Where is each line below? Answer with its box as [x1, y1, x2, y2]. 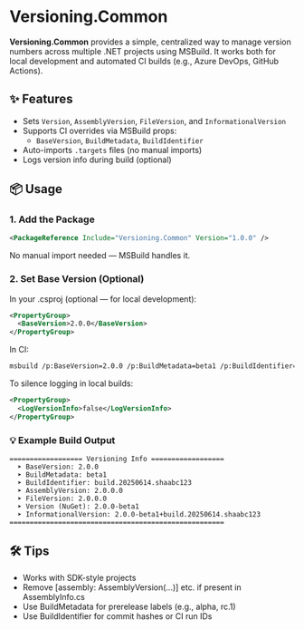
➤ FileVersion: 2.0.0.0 [17, 494, 107, 504]
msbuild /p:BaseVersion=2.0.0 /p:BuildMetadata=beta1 [9, 362, 217, 371]
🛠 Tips [9, 544, 50, 559]
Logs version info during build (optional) [22, 154, 172, 165]
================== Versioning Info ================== [9, 455, 224, 464]
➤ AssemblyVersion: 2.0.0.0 [17, 487, 124, 496]
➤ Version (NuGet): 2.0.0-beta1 [17, 502, 140, 511]
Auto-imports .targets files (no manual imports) [22, 144, 203, 155]
